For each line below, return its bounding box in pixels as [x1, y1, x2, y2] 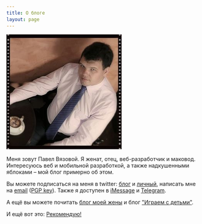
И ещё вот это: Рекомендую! [6, 210, 82, 217]
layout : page [6, 16, 40, 23]
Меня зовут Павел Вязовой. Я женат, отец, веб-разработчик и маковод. [6, 155, 196, 162]
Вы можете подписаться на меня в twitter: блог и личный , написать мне [6, 180, 196, 187]
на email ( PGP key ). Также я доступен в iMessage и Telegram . [6, 187, 167, 194]
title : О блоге [6, 10, 45, 16]
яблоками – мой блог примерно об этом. [6, 168, 114, 176]
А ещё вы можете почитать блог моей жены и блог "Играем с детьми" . [6, 198, 194, 206]
